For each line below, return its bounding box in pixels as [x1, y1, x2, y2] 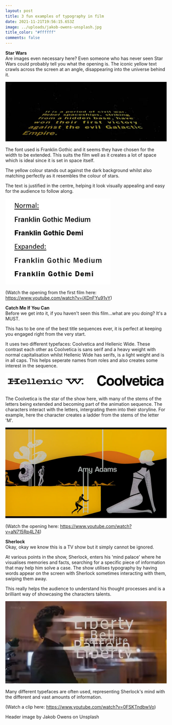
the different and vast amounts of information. [5, 694, 102, 700]
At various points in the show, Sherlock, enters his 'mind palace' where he [5, 554, 161, 560]
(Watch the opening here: [5, 523, 59, 530]
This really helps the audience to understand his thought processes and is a [5, 586, 165, 592]
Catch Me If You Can [5, 305, 50, 311]
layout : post [5, 8, 33, 13]
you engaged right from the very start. [5, 331, 86, 337]
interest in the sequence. [5, 363, 58, 369]
